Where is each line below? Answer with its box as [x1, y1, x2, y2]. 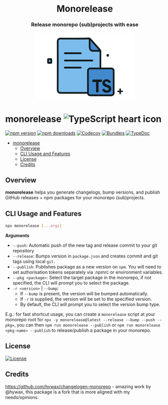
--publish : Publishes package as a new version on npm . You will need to [12, 264, 161, 270]
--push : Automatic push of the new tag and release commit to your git [12, 242, 157, 248]
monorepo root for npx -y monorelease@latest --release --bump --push [5, 317, 155, 323]
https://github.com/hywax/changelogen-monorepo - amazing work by [5, 383, 151, 389]
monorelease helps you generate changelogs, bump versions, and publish [5, 189, 160, 195]
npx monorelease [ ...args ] [5, 223, 62, 229]
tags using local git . [12, 258, 55, 264]
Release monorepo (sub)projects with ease [31, 21, 139, 28]
